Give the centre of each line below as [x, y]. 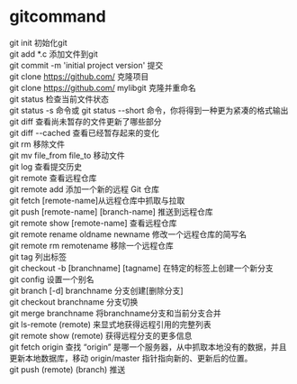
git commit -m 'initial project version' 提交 [86, 65]
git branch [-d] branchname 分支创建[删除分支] [96, 290]
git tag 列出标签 [38, 256]
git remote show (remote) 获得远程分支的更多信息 [101, 335]
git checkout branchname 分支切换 [74, 302]
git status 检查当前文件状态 [59, 99]
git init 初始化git [38, 42]
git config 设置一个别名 [52, 279]
